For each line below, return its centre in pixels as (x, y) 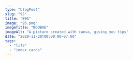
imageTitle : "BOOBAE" (27, 28)
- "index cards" (26, 50)
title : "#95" (18, 18)
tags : (10, 41)
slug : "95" (16, 14)
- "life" (18, 45)
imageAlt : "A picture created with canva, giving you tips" (67, 32)
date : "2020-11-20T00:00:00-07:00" (41, 37)
